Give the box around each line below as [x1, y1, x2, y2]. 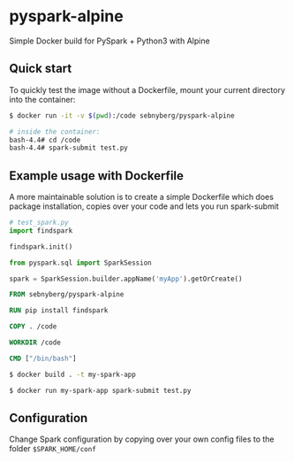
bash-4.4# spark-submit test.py [9, 143, 128, 152]
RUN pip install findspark [9, 306, 109, 315]
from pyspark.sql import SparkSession [9, 258, 152, 267]
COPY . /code [9, 322, 57, 331]
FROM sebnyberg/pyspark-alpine [9, 290, 124, 299]
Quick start [9, 61, 72, 76]
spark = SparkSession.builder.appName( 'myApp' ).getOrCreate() [9, 274, 243, 283]
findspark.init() [9, 242, 73, 251]
